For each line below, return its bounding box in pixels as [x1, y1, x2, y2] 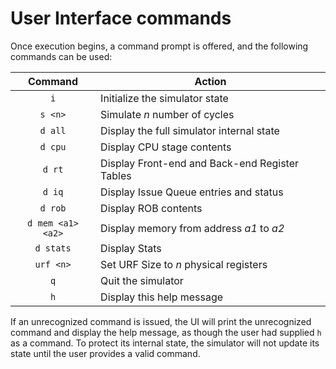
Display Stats [100, 241, 162, 255]
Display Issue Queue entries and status [100, 185, 284, 199]
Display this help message [100, 290, 224, 304]
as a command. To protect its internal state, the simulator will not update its [10, 337, 320, 349]
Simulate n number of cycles [100, 107, 235, 121]
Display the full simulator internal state [100, 123, 280, 137]
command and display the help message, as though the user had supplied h [10, 326, 322, 338]
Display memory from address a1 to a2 [100, 221, 285, 235]
